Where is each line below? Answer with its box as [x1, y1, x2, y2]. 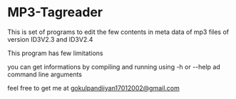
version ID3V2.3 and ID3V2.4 [7, 35, 93, 43]
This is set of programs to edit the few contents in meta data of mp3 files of [7, 28, 230, 36]
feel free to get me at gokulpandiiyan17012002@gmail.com [7, 83, 180, 92]
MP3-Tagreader [7, 4, 103, 21]
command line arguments [7, 70, 83, 78]
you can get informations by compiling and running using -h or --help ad [7, 62, 221, 71]
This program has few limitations [7, 49, 103, 57]
